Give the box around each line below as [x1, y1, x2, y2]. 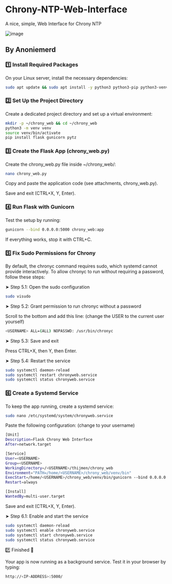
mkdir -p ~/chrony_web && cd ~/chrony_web [5, 121, 97, 126]
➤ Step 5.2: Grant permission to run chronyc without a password [5, 303, 142, 309]
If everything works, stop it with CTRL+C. [5, 236, 92, 242]
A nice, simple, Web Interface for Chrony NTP [5, 21, 102, 27]
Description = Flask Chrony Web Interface [5, 437, 93, 442]
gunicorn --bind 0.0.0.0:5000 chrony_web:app [5, 227, 104, 232]
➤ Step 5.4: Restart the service [5, 357, 71, 364]
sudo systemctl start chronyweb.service [5, 533, 93, 538]
